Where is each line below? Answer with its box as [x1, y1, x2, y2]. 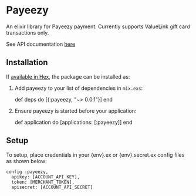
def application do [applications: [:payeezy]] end [14, 119, 133, 126]
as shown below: [6, 157, 47, 164]
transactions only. [6, 29, 49, 36]
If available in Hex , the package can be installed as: [6, 73, 130, 80]
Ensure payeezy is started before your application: [14, 107, 137, 114]
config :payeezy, [6, 168, 49, 175]
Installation [6, 58, 48, 67]
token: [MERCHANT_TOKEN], [11, 179, 75, 185]
